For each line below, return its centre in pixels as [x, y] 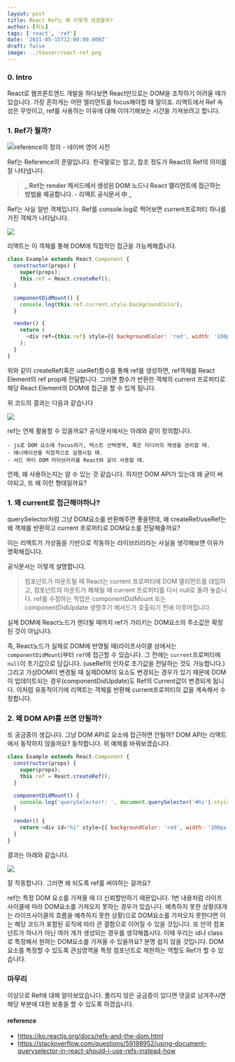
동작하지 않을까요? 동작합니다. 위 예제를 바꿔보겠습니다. [95, 744]
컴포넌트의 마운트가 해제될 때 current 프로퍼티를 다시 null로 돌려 [121, 590]
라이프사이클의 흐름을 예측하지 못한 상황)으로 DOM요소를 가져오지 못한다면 [116, 915]
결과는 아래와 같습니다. [38, 855]
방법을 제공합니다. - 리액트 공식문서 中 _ [78, 194]
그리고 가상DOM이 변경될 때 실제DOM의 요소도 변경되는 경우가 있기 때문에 [108, 672]
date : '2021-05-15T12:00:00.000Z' [58, 40]
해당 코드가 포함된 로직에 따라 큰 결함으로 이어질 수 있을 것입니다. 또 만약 [113, 923]
